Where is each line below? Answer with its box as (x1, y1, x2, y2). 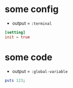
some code (5, 51, 53, 63)
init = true (5, 34, 30, 40)
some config (5, 4, 59, 15)
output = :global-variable (12, 68, 68, 74)
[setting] (5, 30, 26, 35)
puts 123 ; (5, 78, 26, 83)
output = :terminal (12, 20, 52, 26)
